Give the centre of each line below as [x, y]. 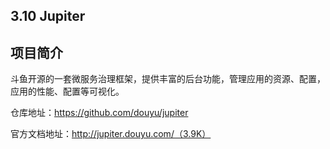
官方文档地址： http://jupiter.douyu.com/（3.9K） [111, 134]
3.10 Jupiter [48, 16]
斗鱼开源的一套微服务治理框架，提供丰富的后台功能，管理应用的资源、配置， [168, 79]
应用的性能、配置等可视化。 [67, 91]
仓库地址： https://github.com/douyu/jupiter [99, 113]
